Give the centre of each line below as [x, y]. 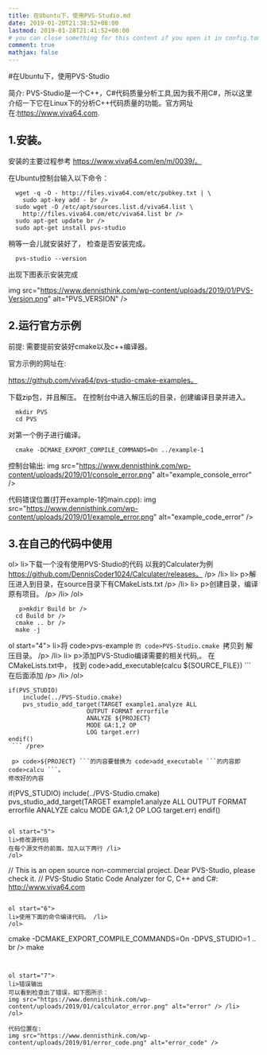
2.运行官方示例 [45, 326]
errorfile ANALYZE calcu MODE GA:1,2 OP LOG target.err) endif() [114, 810]
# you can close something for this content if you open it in [115, 38]
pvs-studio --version [51, 258]
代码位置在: [25, 1029]
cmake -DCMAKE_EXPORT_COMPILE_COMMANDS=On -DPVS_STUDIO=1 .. [132, 939]
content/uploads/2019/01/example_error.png [81, 517]
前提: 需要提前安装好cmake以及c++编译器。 [80, 346]
